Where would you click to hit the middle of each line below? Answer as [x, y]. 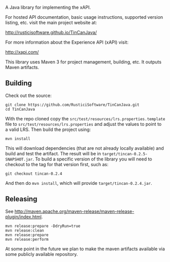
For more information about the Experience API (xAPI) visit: [67, 42]
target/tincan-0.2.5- [125, 154]
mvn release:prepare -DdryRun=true [43, 226]
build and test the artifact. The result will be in [53, 153]
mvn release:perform [27, 239]
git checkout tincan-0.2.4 [34, 174]
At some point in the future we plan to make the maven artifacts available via [85, 249]
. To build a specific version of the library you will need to [92, 159]
